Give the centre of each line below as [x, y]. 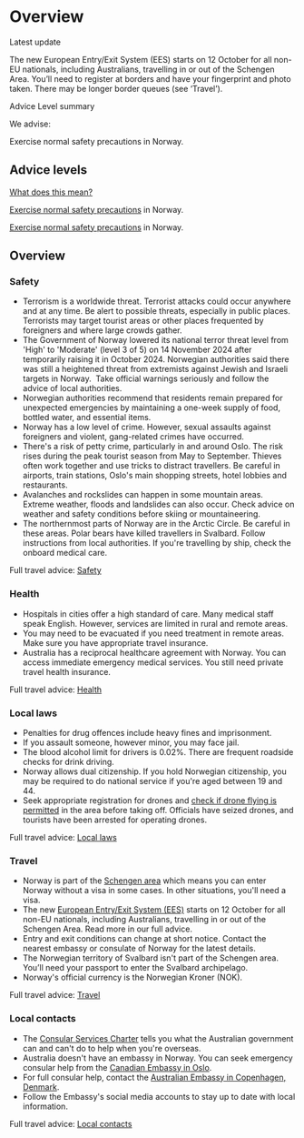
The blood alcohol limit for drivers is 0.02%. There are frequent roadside [158, 752]
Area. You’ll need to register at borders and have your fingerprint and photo [151, 78]
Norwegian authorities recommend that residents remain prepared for [152, 398]
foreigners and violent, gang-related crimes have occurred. [133, 437]
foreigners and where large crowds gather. [103, 330]
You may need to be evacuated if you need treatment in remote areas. [153, 633]
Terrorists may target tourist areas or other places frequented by [143, 321]
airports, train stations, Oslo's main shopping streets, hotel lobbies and [155, 476]
